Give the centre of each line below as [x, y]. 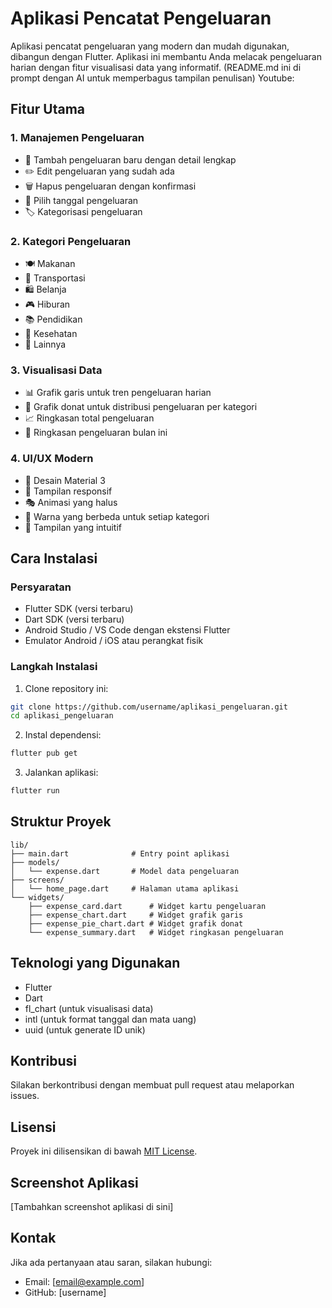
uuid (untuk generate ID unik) [85, 1029]
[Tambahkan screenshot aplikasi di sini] [92, 1207]
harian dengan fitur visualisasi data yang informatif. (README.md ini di [156, 67]
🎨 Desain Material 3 [65, 480]
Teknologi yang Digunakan [95, 963]
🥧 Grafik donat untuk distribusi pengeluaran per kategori [141, 407]
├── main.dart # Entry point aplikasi [120, 853]
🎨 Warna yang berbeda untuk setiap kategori [117, 516]
